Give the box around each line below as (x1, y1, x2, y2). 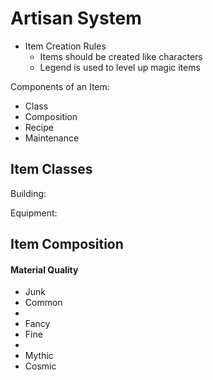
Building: (10, 187, 47, 199)
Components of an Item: (10, 80, 110, 92)
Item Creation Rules (24, 40, 107, 52)
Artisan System (10, 7, 142, 30)
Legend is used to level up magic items (39, 61, 201, 73)
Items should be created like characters (39, 50, 203, 62)
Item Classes (10, 161, 93, 178)
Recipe (24, 121, 54, 133)
